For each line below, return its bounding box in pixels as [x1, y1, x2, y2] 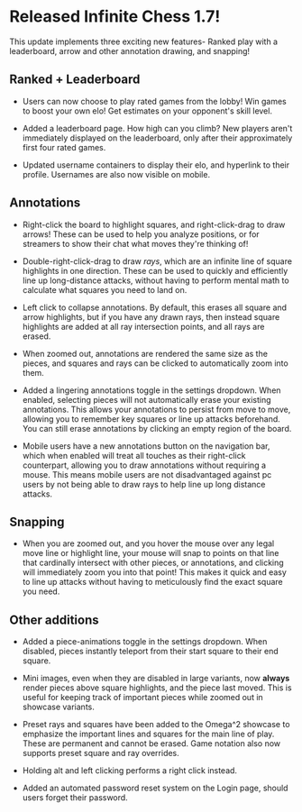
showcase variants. [22, 701, 95, 713]
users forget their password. [22, 792, 128, 803]
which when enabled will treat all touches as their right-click [22, 450, 246, 461]
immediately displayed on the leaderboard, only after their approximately [22, 132, 293, 143]
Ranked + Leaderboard [9, 72, 141, 87]
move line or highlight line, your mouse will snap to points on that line [22, 548, 279, 559]
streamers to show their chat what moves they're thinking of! [22, 238, 249, 249]
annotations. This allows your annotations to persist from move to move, [22, 404, 291, 415]
